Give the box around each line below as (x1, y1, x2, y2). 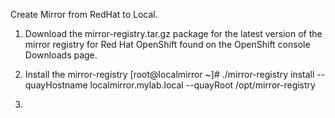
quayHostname (24, 79, 88, 91)
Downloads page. (24, 49, 98, 61)
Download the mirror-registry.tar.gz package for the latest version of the (24, 28, 323, 39)
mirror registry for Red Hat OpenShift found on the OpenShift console (24, 39, 311, 50)
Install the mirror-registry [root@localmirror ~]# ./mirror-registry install (24, 69, 315, 80)
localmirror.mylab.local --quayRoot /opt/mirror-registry (89, 79, 316, 91)
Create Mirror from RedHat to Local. (10, 9, 158, 20)
